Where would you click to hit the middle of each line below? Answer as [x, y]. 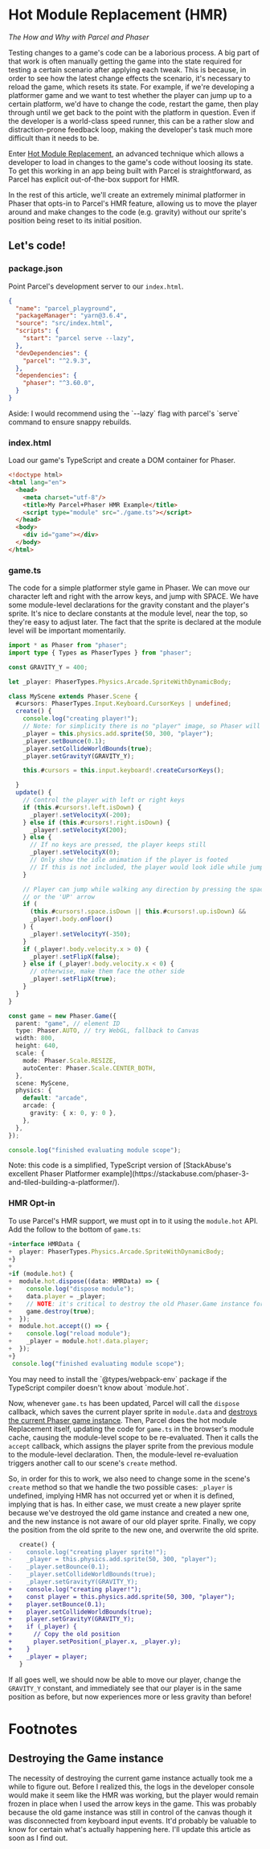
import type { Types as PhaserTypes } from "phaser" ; [100, 653]
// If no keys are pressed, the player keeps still [118, 845]
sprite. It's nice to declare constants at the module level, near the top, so [128, 613]
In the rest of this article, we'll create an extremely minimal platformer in [127, 195]
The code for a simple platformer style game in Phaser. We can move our [129, 588]
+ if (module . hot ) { [41, 1274]
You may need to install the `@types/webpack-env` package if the [118, 1379]
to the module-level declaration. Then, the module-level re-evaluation [123, 1454]
